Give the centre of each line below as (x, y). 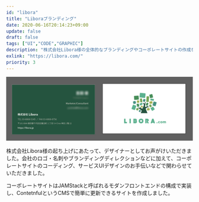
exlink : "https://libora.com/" (45, 56)
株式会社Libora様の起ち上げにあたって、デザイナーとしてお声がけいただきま (99, 151)
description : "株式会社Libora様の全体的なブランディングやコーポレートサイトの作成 (99, 50)
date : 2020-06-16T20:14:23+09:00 (47, 25)
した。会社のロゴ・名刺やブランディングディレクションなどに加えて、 (91, 158)
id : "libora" (22, 12)
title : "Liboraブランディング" (41, 19)
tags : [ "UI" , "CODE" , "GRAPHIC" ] (45, 44)
